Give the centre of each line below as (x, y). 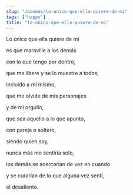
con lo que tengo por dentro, (41, 62)
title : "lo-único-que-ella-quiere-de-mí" (58, 22)
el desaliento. (22, 187)
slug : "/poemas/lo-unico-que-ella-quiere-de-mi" (67, 11)
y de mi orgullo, (25, 107)
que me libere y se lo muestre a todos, (52, 73)
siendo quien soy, (27, 142)
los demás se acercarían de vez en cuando (58, 164)
